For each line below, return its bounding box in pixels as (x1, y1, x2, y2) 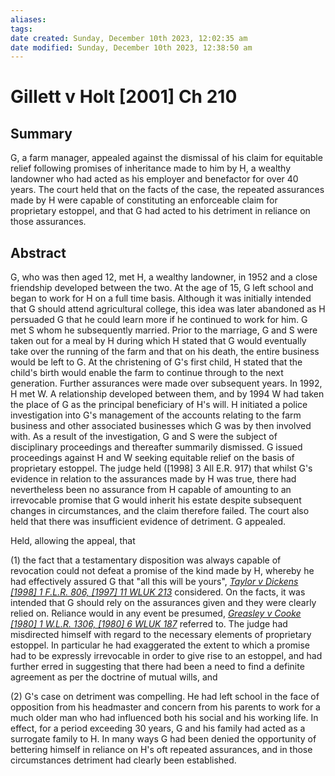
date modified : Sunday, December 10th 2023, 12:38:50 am (10, 42, 253, 53)
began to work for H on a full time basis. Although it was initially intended (10, 292, 312, 305)
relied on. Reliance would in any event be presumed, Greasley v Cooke (10, 607, 302, 620)
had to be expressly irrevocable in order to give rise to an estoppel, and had (10, 650, 323, 662)
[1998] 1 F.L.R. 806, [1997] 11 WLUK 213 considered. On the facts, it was (10, 586, 306, 598)
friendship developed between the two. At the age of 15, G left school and (10, 282, 314, 294)
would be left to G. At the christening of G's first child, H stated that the (10, 356, 303, 368)
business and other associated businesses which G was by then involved (10, 420, 312, 432)
